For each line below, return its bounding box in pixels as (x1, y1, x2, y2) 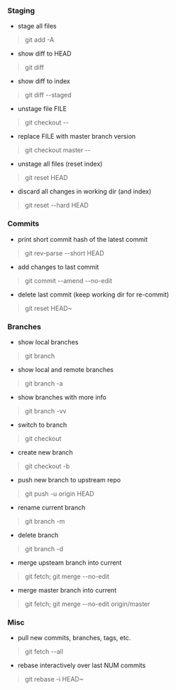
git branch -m (24, 516, 65, 525)
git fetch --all (24, 647, 64, 656)
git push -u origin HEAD (24, 489, 94, 498)
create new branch (17, 447, 73, 457)
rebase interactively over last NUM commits (17, 661, 146, 670)
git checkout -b (24, 462, 70, 470)
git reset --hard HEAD (24, 201, 89, 210)
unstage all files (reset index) (17, 159, 103, 169)
